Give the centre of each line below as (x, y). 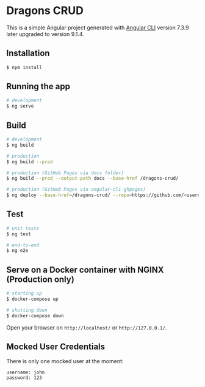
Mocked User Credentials (56, 347)
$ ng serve (20, 106)
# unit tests (23, 228)
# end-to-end (23, 245)
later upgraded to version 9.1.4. (45, 34)
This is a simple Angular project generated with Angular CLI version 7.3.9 (98, 28)
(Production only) (40, 279)
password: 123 (24, 378)
